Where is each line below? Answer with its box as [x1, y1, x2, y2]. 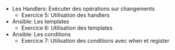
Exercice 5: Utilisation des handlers [21, 11, 110, 19]
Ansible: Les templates [12, 18, 70, 25]
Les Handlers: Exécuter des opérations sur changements [12, 5, 155, 12]
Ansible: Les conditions [12, 31, 71, 38]
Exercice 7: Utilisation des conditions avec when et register [21, 37, 170, 44]
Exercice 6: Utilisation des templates [21, 24, 113, 31]
